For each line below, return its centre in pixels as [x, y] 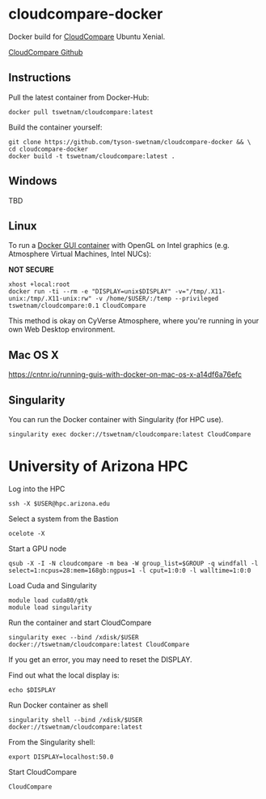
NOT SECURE [31, 270]
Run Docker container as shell [58, 705]
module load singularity [50, 607]
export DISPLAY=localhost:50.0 [61, 757]
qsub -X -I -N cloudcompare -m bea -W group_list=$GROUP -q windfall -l [133, 563]
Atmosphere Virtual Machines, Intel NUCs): [80, 254]
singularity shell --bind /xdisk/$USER [76, 720]
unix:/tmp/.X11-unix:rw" [50, 299]
